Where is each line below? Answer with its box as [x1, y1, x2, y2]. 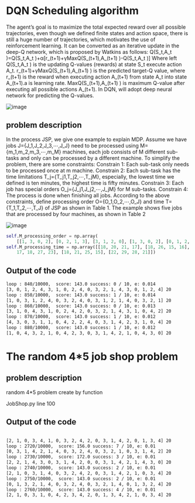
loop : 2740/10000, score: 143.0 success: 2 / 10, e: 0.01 [6, 465, 156, 471]
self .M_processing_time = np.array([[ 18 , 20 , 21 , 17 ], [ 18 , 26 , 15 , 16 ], [6, 244, 190, 250]
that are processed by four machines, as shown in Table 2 [6, 210, 146, 217]
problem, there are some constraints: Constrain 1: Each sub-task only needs [6, 160, 189, 167]
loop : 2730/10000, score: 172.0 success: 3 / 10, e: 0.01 [6, 454, 156, 460]
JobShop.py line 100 [6, 400, 56, 407]
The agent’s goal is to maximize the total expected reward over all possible [6, 23, 186, 30]
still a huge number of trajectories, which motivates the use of [6, 36, 156, 43]
